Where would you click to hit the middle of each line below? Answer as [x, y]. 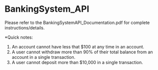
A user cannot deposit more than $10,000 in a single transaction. [77, 62]
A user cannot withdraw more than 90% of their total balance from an [82, 52]
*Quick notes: [19, 37]
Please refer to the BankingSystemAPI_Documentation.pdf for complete [77, 23]
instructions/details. [25, 27]
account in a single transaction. [44, 57]
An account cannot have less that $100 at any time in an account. [78, 47]
